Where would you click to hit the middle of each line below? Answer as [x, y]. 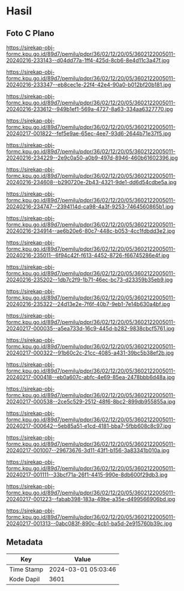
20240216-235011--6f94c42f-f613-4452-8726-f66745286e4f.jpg [88, 255]
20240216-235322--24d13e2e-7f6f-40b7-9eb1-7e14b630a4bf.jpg [88, 304]
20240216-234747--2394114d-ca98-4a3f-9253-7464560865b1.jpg [90, 206]
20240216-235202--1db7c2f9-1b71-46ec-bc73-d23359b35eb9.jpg [90, 280]
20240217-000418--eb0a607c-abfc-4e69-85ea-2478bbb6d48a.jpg [91, 377]
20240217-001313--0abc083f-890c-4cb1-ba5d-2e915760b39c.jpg [89, 523]
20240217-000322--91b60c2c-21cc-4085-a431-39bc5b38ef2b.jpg [90, 353]
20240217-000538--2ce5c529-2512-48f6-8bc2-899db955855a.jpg [91, 401]
